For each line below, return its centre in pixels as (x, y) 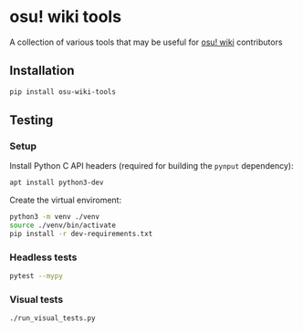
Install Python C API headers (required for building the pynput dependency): (151, 166)
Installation (42, 71)
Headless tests (43, 257)
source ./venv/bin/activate (63, 225)
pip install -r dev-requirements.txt (81, 233)
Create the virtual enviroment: (65, 200)
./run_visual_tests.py (52, 318)
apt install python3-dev (57, 183)
